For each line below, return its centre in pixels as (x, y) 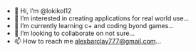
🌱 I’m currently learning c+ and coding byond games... (94, 26)
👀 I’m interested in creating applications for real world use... (102, 18)
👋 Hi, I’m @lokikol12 (43, 11)
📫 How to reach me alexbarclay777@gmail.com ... (88, 41)
